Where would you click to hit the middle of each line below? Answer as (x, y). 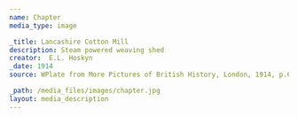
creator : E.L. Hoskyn (51, 58)
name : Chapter (35, 17)
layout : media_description (59, 98)
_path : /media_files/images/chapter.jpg (85, 90)
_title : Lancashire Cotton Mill (69, 42)
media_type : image (43, 26)
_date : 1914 (31, 66)
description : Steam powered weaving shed (87, 50)
